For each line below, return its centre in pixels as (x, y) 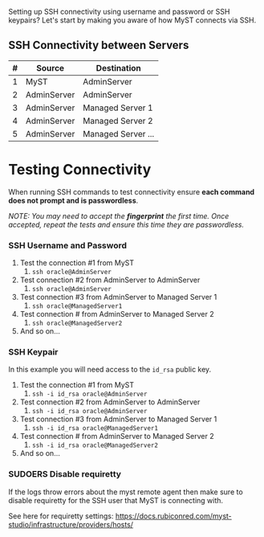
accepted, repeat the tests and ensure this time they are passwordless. (126, 224)
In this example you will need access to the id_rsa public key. (110, 370)
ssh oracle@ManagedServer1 (77, 306)
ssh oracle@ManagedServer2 (77, 324)
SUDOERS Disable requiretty (65, 474)
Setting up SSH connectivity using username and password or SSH (119, 12)
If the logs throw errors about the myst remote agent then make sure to (126, 492)
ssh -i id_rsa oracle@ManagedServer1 (95, 428)
